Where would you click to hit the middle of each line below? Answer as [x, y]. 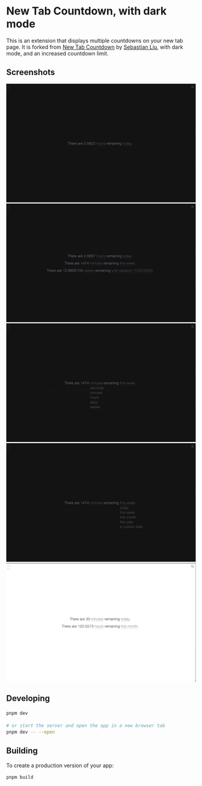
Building [22, 751]
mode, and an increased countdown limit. [57, 53]
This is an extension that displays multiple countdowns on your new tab [95, 40]
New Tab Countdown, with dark [87, 11]
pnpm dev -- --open [31, 732]
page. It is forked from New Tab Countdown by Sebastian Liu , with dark [95, 47]
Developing [28, 698]
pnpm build [20, 777]
